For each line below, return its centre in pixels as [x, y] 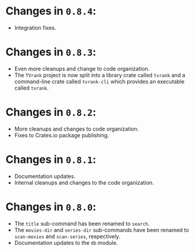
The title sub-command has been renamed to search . [82, 223]
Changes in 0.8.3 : [51, 52]
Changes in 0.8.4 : [51, 11]
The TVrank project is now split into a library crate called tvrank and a [100, 75]
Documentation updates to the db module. [66, 242]
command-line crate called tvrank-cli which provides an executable [99, 81]
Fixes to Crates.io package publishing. [61, 135]
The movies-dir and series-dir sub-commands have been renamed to [102, 230]
